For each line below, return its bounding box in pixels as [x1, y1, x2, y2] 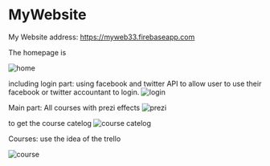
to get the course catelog [8, 118, 92, 128]
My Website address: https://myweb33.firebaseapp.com [8, 32, 195, 42]
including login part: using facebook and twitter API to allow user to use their [8, 79, 262, 88]
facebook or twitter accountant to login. [8, 87, 140, 97]
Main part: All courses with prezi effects [8, 103, 141, 112]
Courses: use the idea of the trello [8, 134, 121, 144]
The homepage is [8, 47, 67, 57]
